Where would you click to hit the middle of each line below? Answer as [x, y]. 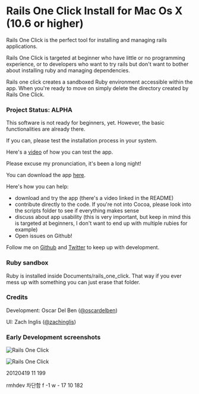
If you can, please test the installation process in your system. [82, 141]
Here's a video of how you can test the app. [60, 152]
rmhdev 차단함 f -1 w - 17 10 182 [45, 385]
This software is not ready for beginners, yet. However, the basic [86, 123]
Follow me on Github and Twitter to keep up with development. [83, 247]
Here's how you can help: [37, 187]
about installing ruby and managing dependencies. [68, 70]
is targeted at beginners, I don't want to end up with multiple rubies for [101, 223]
